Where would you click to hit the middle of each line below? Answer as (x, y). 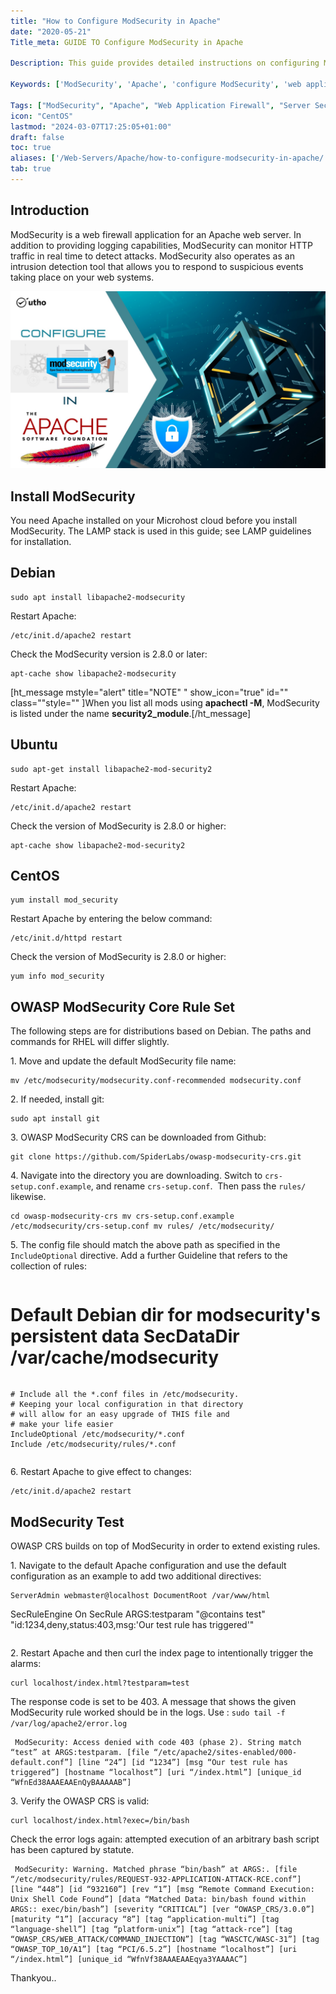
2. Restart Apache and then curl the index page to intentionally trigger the (162, 1653)
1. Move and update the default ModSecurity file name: (123, 1061)
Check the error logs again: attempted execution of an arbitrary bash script (165, 1839)
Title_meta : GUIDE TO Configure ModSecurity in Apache (127, 42)
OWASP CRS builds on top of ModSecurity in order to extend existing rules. (165, 1546)
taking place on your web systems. (82, 277)
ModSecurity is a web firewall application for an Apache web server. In (156, 234)
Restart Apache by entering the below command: (111, 919)
